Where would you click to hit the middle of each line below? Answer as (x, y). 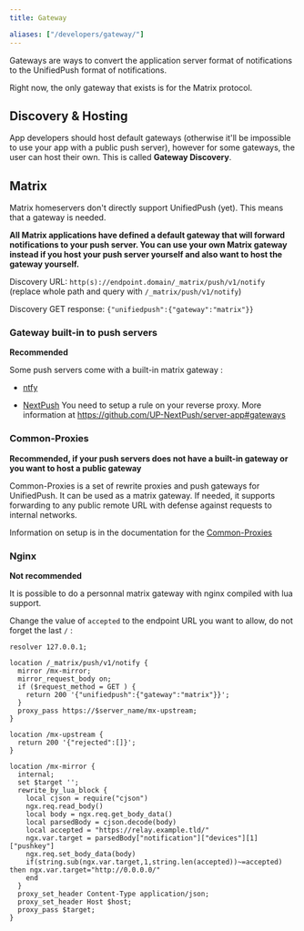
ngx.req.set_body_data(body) (81, 855)
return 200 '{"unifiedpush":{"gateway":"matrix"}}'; (128, 695)
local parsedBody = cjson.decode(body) (101, 823)
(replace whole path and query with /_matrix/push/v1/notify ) (126, 291)
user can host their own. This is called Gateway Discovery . (121, 157)
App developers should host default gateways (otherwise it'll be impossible (150, 138)
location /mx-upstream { (56, 735)
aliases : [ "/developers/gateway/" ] (77, 34)
